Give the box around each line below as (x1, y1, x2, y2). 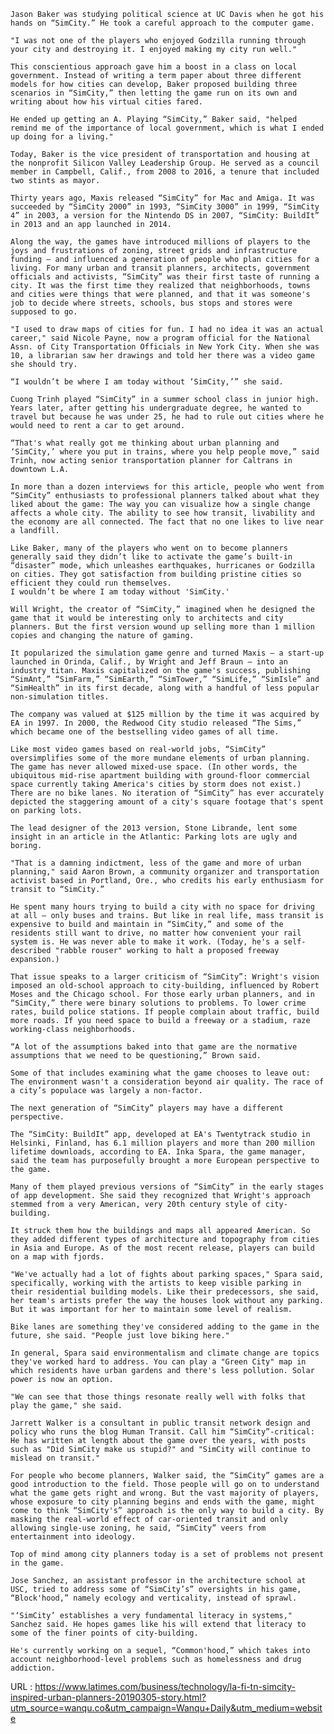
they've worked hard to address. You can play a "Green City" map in (10, 1357, 307, 1367)
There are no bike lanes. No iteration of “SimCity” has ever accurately (10, 788, 325, 798)
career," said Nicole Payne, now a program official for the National (10, 333, 311, 343)
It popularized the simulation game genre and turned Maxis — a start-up (10, 648, 325, 658)
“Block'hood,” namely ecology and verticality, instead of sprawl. (10, 1593, 298, 1603)
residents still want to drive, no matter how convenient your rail (10, 928, 302, 938)
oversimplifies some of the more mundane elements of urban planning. (10, 753, 311, 763)
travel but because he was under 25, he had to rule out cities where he (10, 412, 325, 422)
